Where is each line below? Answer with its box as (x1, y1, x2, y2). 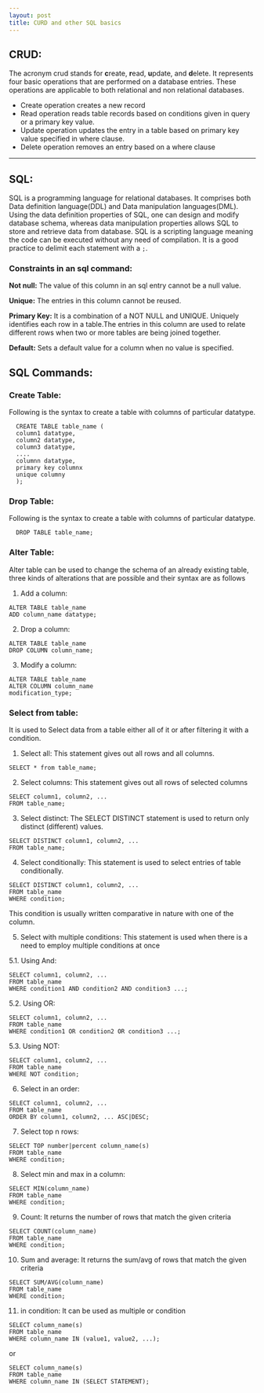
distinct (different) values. (20, 822, 104, 831)
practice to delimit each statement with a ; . (9, 244, 148, 253)
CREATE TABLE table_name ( (16, 423, 104, 431)
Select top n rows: (20, 1127, 79, 1136)
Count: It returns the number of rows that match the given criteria (20, 1212, 232, 1222)
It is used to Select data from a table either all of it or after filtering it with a (9, 725, 249, 735)
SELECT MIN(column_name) (9, 1185, 90, 1193)
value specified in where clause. (20, 134, 125, 144)
